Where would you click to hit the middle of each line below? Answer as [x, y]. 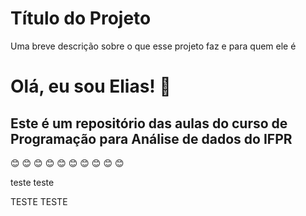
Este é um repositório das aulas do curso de [149, 123]
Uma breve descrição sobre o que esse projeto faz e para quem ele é [153, 46]
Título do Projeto [81, 18]
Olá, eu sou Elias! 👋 [91, 86]
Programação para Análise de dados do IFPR [151, 138]
